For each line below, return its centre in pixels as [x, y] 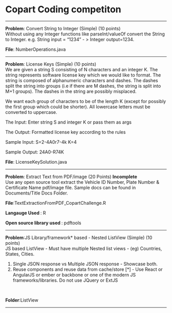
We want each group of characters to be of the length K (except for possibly [86, 101]
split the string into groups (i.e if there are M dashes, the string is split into [83, 86]
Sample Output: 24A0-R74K [35, 152]
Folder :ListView [22, 300]
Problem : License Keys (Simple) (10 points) [51, 64]
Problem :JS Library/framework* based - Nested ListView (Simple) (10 [79, 238]
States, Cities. [20, 254]
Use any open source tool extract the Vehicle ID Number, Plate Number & [82, 182]
